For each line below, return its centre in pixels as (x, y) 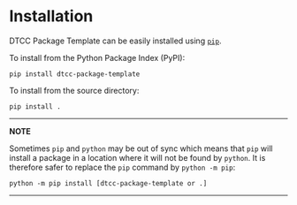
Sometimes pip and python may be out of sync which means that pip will (141, 148)
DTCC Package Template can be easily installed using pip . (115, 41)
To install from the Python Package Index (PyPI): (97, 57)
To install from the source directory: (74, 90)
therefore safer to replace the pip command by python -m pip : (122, 167)
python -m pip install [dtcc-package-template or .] (108, 183)
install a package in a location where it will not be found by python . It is (137, 157)
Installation (51, 16)
